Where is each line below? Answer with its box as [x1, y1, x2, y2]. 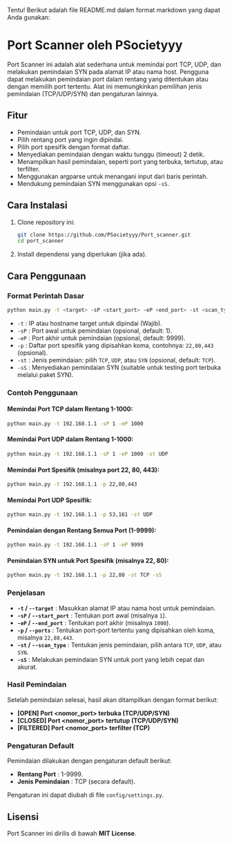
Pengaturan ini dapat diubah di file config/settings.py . [7, 791, 164, 799]
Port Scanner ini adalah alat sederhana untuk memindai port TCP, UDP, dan [7, 60, 222, 68]
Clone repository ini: [17, 218, 75, 226]
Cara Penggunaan [7, 270, 86, 282]
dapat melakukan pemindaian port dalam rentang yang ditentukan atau [7, 75, 209, 83]
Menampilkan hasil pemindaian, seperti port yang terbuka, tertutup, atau [17, 157, 223, 165]
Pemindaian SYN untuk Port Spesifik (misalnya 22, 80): [7, 556, 169, 564]
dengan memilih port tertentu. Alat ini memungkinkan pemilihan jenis [7, 82, 202, 91]
